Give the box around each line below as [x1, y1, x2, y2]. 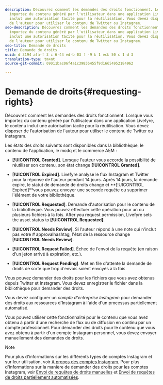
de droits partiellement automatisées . [5, 374, 80, 380]
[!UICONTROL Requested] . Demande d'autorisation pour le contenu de [12, 201, 155, 207]
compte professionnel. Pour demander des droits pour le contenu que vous [5, 325, 155, 331]
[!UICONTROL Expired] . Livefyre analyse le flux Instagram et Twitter [12, 171, 149, 177]
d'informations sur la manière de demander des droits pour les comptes [5, 364, 148, 370]
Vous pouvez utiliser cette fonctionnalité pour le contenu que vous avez [5, 314, 148, 320]
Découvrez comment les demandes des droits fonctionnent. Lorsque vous [5, 112, 153, 119]
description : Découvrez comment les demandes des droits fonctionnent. [5, 7, 153, 12]
